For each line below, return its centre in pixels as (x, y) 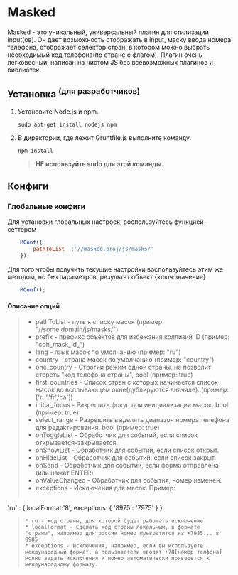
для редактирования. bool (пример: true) (97, 428)
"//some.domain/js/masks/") (77, 329)
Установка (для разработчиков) (74, 93)
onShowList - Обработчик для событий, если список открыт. (127, 450)
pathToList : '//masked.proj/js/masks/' (93, 249)
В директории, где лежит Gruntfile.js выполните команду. (104, 138)
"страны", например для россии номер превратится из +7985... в (122, 534)
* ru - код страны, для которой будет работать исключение (114, 521)
